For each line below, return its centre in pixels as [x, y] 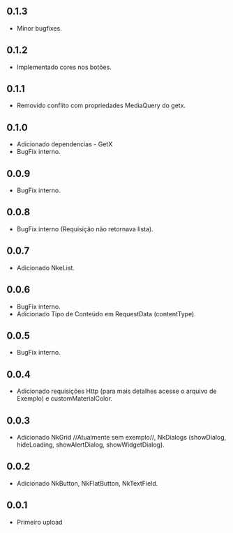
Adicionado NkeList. [45, 268]
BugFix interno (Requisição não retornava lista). [85, 229]
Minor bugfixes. [39, 28]
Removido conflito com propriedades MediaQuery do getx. [101, 106]
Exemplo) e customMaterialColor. [65, 399]
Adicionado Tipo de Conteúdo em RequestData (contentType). [106, 314]
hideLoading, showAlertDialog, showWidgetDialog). [90, 445]
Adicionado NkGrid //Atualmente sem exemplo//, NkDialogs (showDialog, [121, 437]
